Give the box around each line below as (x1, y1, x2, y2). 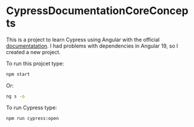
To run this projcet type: (6, 60, 65, 67)
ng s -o (6, 93, 25, 99)
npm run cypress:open (6, 115, 59, 121)
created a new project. (6, 48, 61, 55)
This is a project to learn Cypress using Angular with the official (6, 36, 160, 43)
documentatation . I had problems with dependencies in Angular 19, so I (6, 42, 178, 49)
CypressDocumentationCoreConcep (6, 4, 189, 18)
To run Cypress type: (6, 104, 58, 111)
